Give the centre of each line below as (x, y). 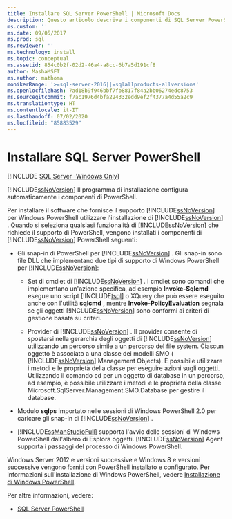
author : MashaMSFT (33, 71)
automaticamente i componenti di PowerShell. (72, 197)
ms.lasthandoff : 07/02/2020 (48, 116)
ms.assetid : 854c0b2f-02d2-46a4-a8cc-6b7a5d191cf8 (81, 65)
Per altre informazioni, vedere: (50, 495)
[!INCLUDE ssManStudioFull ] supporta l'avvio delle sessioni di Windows (118, 432)
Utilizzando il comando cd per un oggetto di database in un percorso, (126, 376)
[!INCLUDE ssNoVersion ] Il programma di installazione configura (98, 190)
